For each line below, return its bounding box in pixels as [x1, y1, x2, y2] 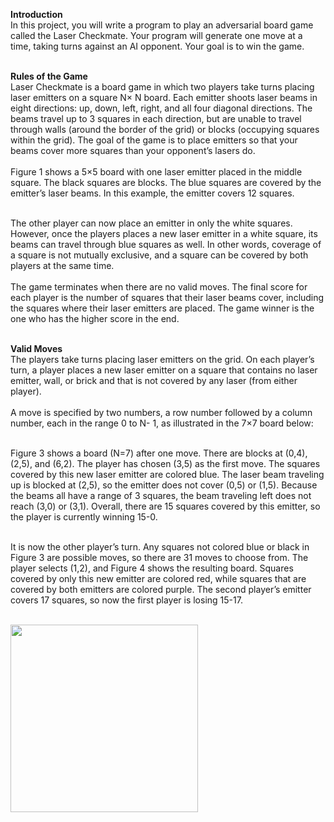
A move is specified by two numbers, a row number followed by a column [10, 407, 313, 418]
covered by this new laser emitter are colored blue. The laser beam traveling [10, 469, 325, 480]
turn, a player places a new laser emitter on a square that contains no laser [10, 364, 318, 376]
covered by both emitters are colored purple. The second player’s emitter [10, 584, 312, 595]
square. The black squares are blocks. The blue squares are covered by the [10, 177, 322, 188]
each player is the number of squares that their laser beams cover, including [10, 292, 325, 303]
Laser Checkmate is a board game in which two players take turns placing [10, 81, 315, 93]
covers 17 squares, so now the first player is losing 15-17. [10, 594, 243, 606]
